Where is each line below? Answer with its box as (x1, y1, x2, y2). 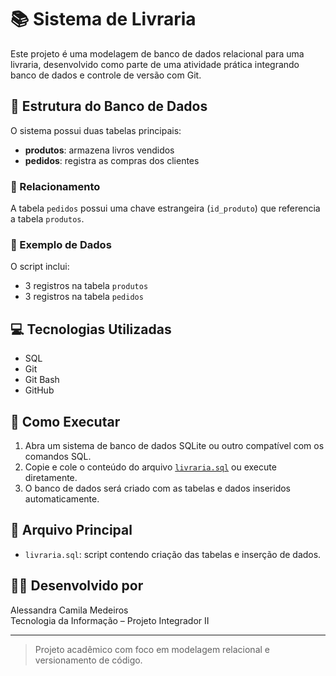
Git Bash (24, 374, 60, 386)
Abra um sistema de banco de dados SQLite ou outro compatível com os (24, 439, 325, 451)
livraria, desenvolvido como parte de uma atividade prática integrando (10, 58, 300, 70)
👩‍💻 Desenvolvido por (10, 577, 144, 595)
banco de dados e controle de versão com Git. (10, 69, 202, 81)
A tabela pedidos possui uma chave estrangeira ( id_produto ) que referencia (10, 202, 321, 215)
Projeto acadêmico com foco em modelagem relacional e (34, 643, 270, 655)
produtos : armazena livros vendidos (24, 144, 175, 156)
